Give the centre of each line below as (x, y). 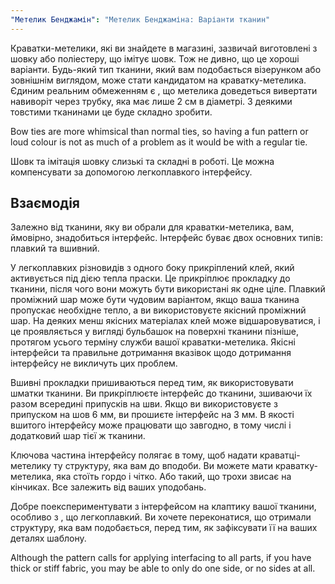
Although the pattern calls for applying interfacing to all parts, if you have (161, 558)
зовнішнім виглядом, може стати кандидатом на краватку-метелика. (158, 80)
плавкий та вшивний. (55, 248)
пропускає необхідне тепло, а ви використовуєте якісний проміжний (158, 310)
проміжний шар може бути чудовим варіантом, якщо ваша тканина (155, 300)
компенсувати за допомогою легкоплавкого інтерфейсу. (131, 172)
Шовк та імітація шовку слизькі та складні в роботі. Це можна (142, 161)
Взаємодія (45, 203)
